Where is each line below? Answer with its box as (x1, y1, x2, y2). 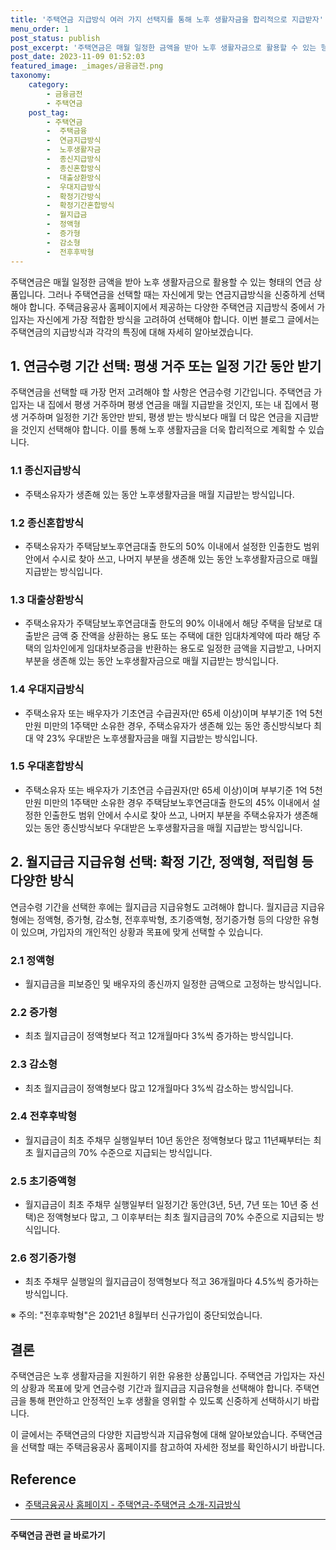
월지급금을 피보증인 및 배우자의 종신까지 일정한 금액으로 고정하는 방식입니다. (24, 977, 322, 990)
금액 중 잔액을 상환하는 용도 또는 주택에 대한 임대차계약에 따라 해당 (51, 630, 311, 642)
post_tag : (28, 107, 70, 118)
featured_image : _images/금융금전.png (10, 61, 164, 71)
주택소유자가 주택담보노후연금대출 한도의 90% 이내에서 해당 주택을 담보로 (24, 617, 312, 630)
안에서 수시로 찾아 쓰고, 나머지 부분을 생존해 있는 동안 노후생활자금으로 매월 (24, 552, 319, 565)
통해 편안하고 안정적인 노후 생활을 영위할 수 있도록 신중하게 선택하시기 (28, 1395, 302, 1407)
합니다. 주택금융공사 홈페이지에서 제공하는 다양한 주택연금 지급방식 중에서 (28, 301, 315, 313)
